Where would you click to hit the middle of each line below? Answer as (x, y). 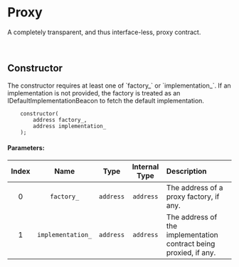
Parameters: (26, 148)
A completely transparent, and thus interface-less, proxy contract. (104, 32)
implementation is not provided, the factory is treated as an (94, 93)
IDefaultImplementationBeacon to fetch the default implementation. (106, 100)
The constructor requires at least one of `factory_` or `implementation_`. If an (119, 85)
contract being (191, 244)
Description (186, 171)
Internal (145, 167)
